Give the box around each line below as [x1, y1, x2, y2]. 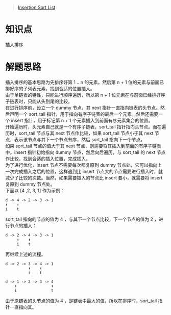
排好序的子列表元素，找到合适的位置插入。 [5, 85, 95, 91]
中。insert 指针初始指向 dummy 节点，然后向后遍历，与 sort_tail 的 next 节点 [5, 149, 166, 155]
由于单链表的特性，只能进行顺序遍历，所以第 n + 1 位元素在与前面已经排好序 [5, 92, 165, 98]
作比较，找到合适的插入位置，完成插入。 [5, 155, 90, 162]
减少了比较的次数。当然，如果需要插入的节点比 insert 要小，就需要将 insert [5, 174, 163, 180]
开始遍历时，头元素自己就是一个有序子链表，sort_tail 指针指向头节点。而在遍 [5, 123, 166, 129]
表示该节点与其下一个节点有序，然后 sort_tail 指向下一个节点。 [14, 136, 145, 142]
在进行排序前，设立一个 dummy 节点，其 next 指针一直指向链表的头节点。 [5, 104, 161, 111]
